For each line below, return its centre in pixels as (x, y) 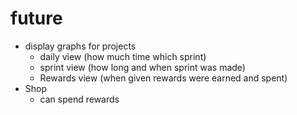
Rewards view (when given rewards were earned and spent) (163, 78)
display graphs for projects (80, 46)
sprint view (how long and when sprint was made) (142, 67)
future (36, 18)
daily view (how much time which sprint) (123, 56)
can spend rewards (79, 99)
